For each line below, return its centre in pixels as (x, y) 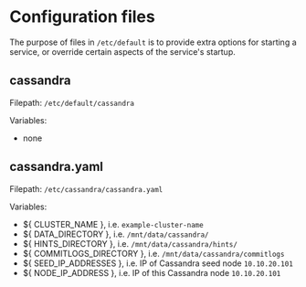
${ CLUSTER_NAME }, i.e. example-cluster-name (113, 224)
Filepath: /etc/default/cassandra (72, 102)
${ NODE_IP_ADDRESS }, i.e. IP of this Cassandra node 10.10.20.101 (152, 272)
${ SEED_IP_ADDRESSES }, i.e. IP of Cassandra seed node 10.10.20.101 (158, 263)
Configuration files (82, 17)
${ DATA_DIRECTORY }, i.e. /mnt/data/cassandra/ (116, 234)
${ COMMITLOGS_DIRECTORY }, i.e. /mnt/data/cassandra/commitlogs (153, 253)
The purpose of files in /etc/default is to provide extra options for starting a (153, 42)
